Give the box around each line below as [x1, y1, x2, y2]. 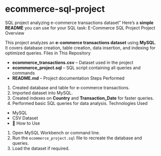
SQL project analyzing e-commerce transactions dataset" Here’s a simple [5, 20, 154, 26]
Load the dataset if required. [12, 145, 70, 151]
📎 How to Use [12, 120, 40, 126]
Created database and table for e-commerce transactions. [12, 84, 130, 90]
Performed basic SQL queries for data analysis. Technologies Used [12, 100, 148, 106]
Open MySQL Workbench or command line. [12, 130, 100, 135]
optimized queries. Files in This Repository [5, 50, 91, 56]
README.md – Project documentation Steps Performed [12, 75, 125, 81]
